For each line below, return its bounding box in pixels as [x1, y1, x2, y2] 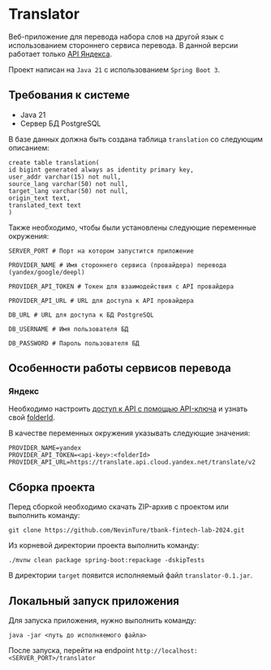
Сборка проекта [8, 480, 96, 494]
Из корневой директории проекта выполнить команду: [8, 541, 200, 551]
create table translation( [8, 158, 100, 166]
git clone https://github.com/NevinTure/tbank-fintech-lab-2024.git [8, 526, 245, 534]
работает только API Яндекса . [8, 49, 112, 58]
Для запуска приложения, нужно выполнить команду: [8, 616, 197, 625]
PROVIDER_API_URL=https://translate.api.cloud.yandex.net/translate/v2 [8, 458, 256, 467]
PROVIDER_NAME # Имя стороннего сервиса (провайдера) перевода [8, 261, 227, 269]
